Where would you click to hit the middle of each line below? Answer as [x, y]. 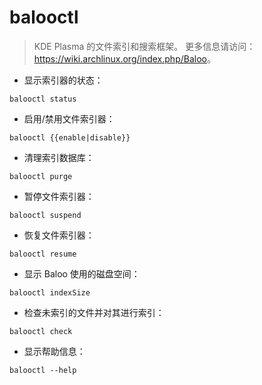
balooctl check [41, 331]
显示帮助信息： [54, 351]
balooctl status [43, 99]
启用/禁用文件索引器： [69, 118]
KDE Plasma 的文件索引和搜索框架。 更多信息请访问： [144, 46]
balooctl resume [43, 254]
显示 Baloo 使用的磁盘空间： [82, 273]
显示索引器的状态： [63, 80]
